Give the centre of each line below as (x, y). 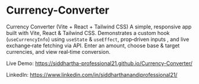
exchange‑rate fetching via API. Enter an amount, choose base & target (93, 46)
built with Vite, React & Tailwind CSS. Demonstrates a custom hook (88, 33)
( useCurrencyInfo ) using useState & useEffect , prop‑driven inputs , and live (98, 39)
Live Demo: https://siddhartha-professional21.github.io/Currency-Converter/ (99, 63)
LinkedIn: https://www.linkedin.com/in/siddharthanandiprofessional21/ (92, 75)
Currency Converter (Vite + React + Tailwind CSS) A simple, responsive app (99, 27)
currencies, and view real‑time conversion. (59, 51)
